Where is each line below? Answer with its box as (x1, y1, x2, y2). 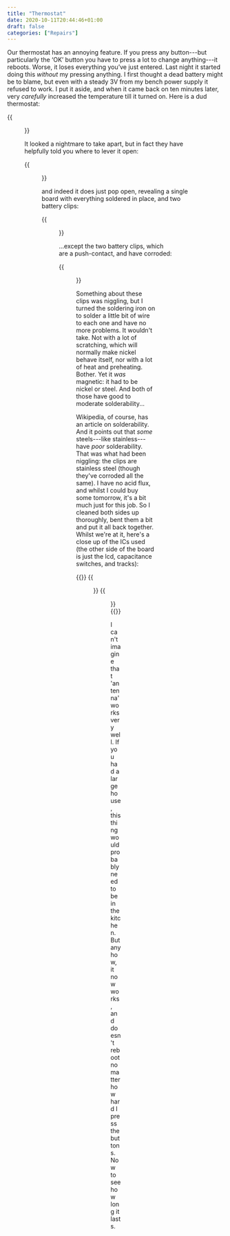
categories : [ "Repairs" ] (7, 29, 79, 37)
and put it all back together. (76, 523, 154, 532)
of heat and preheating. (76, 363, 143, 371)
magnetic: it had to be (76, 378, 138, 386)
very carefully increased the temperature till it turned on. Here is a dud (7, 93, 207, 101)
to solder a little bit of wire (76, 311, 150, 320)
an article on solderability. (76, 421, 149, 429)
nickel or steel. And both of (76, 385, 153, 394)
